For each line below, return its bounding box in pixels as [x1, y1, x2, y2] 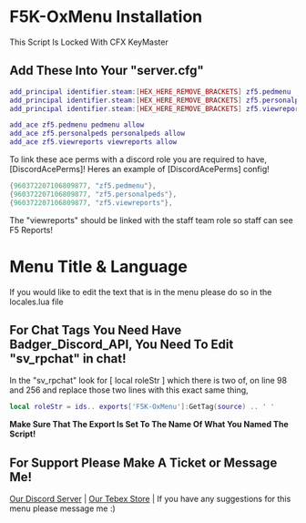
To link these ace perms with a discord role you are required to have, [9, 154, 267, 165]
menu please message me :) [9, 503, 116, 514]
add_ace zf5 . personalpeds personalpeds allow [9, 129, 185, 138]
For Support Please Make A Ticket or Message [9, 455, 278, 470]
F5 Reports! [9, 224, 53, 235]
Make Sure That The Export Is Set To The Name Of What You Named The [9, 419, 289, 430]
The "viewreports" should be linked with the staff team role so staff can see [9, 214, 293, 225]
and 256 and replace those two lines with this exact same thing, [9, 385, 249, 395]
